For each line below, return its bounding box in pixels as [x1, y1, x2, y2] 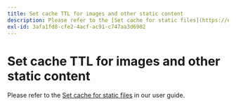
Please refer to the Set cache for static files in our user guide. [7, 91, 185, 100]
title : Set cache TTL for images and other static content [7, 10, 184, 17]
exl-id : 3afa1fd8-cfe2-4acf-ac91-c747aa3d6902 [7, 23, 146, 30]
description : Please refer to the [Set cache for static [7, 17, 178, 24]
